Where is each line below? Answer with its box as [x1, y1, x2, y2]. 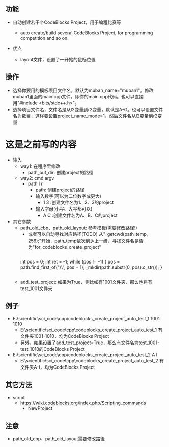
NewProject [27, 405, 52, 411]
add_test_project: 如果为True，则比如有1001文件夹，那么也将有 [20, 279, 153, 285]
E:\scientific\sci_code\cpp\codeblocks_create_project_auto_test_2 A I [12, 352, 158, 358]
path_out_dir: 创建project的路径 [27, 169, 94, 175]
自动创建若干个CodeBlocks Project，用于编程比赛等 [12, 19, 121, 25]
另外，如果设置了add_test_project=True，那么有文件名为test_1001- [20, 339, 160, 346]
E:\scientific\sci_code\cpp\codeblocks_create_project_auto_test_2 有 [20, 358, 164, 364]
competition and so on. [20, 35, 69, 41]
